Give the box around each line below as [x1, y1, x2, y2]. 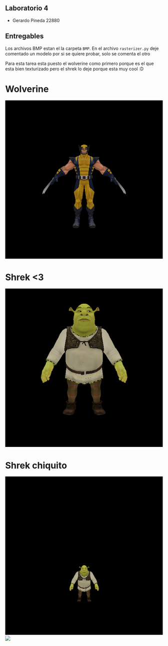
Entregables [5, 32, 44, 41]
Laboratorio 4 [5, 4, 48, 13]
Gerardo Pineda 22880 [12, 17, 60, 23]
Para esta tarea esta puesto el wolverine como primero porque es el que [5, 60, 154, 66]
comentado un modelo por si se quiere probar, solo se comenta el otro [5, 50, 150, 57]
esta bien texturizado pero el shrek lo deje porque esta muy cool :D [5, 65, 144, 72]
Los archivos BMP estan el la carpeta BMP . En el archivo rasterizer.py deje [5, 45, 159, 51]
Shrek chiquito [5, 459, 67, 471]
